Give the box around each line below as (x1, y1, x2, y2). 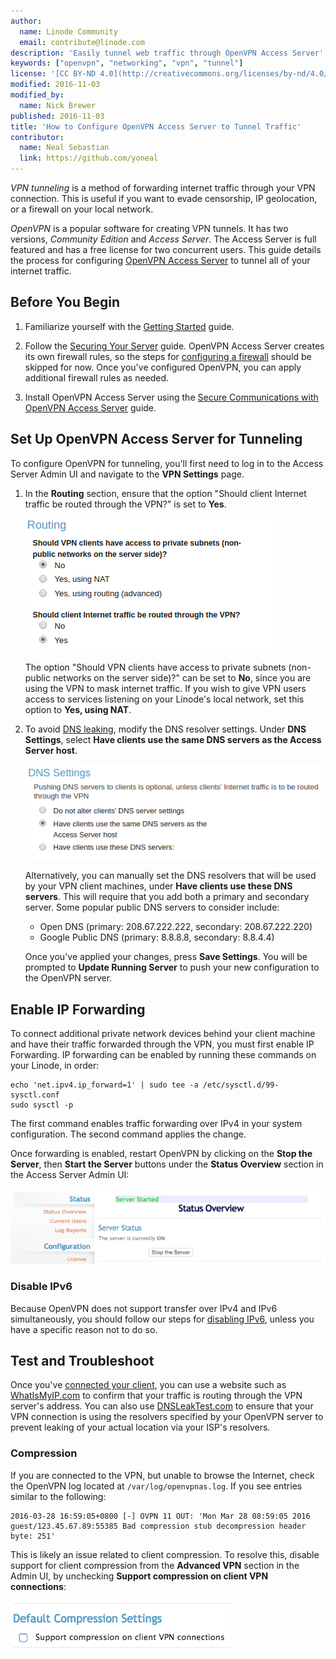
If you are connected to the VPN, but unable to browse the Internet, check (10, 1469, 315, 1481)
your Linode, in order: (10, 1060, 100, 1072)
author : (10, 16, 43, 26)
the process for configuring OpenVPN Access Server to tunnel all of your (10, 255, 311, 266)
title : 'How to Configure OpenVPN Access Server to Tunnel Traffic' (10, 121, 302, 132)
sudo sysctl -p (10, 1100, 74, 1110)
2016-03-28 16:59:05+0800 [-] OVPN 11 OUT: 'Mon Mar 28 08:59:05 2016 (10, 1511, 311, 1521)
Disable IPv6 (10, 1280, 73, 1294)
